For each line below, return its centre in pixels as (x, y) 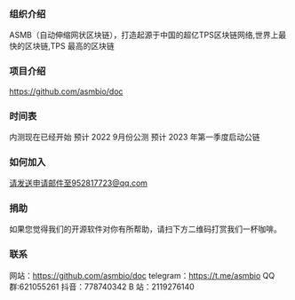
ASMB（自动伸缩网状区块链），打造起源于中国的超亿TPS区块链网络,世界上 (144, 35)
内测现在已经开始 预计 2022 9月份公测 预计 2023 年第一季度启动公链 (135, 137)
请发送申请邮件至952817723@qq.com (79, 183)
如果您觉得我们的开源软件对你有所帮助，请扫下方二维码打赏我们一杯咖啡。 (145, 229)
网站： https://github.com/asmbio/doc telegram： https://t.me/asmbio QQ (142, 275)
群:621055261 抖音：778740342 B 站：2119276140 (102, 287)
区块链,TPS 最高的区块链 (69, 46)
